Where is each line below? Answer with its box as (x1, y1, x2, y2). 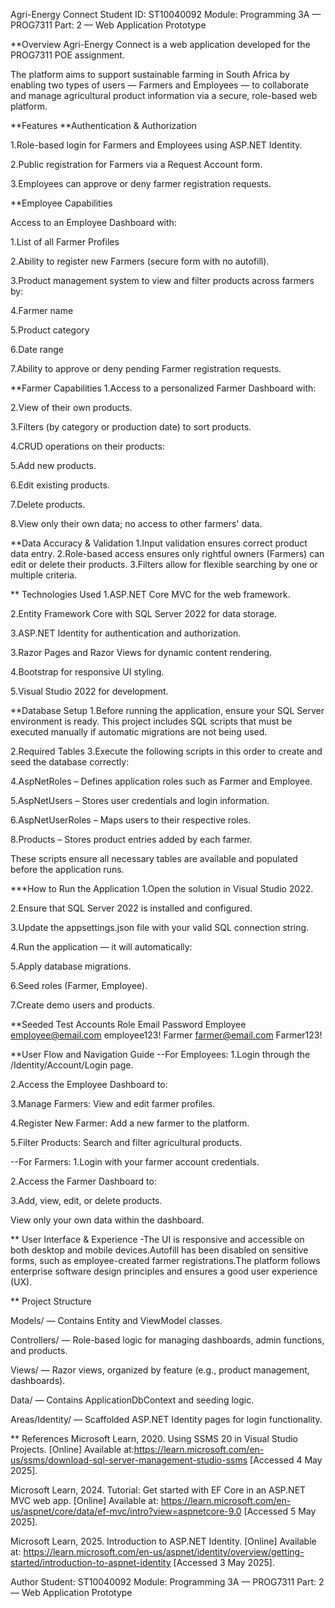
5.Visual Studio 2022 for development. (10, 685, 169, 697)
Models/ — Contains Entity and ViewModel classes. (10, 1315, 223, 1326)
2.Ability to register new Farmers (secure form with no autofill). (10, 255, 270, 267)
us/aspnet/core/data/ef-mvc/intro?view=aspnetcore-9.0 (10, 1505, 242, 1517)
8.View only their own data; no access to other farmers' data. (10, 518, 263, 529)
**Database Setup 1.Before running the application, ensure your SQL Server (10, 705, 325, 716)
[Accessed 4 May (249, 1454, 323, 1466)
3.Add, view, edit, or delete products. (10, 1195, 163, 1206)
